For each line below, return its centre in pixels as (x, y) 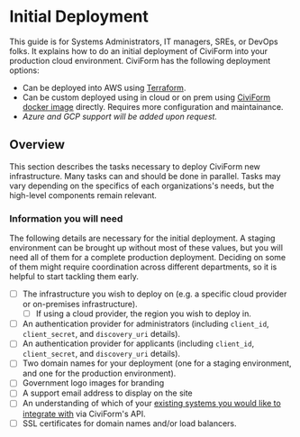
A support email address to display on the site (108, 393)
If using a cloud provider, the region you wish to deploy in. (144, 314)
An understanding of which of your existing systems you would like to (151, 404)
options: (25, 70)
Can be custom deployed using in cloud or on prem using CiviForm (146, 97)
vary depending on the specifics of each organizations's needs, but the (142, 186)
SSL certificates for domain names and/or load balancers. (129, 423)
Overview (37, 145)
